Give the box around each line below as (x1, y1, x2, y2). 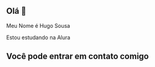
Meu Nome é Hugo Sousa (6, 22, 71, 29)
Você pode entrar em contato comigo (6, 51, 149, 62)
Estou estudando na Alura (6, 34, 71, 41)
